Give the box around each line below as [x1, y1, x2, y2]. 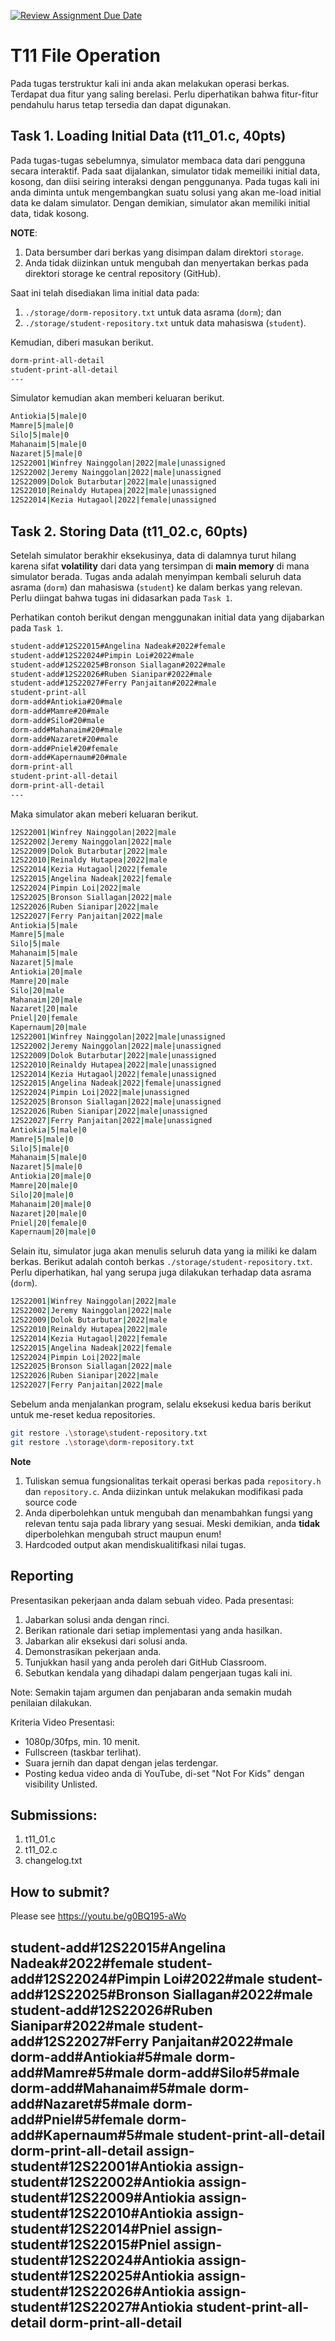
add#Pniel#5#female [10, 2111, 145, 2128]
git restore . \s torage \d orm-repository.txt [10, 1437, 195, 1447]
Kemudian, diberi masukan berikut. [10, 336, 154, 348]
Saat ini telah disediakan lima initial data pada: [10, 286, 200, 299]
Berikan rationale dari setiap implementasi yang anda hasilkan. [24, 1624, 283, 1636]
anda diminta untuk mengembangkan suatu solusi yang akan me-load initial [10, 186, 322, 198]
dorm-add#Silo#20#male [10, 715, 105, 725]
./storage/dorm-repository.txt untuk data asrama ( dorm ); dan [24, 306, 282, 318]
